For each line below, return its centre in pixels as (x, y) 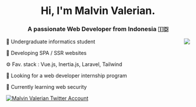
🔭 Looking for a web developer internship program (66, 76)
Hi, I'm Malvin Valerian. (98, 11)
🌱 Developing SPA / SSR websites (46, 53)
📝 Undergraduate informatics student (51, 42)
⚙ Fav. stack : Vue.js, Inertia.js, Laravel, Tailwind (64, 64)
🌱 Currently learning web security (47, 87)
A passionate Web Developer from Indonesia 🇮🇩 (98, 29)
